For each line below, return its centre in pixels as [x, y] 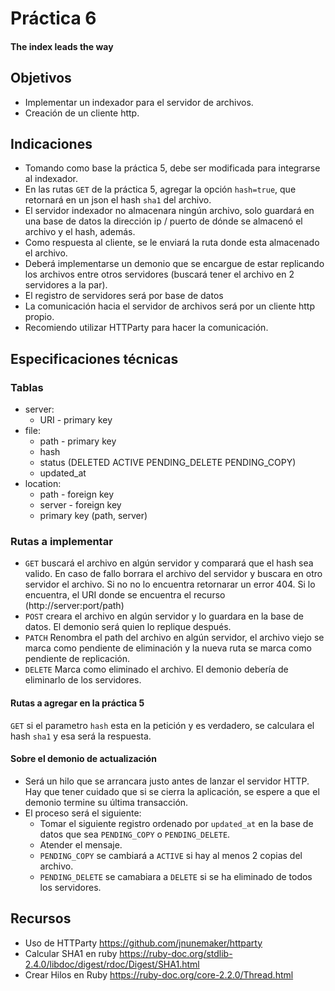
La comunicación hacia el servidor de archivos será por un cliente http [169, 306]
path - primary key [78, 441]
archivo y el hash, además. [80, 232]
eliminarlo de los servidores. [83, 680]
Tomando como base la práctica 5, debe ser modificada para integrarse [172, 168]
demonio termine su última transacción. [106, 802]
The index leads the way [62, 46]
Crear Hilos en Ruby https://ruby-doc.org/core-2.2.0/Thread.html [159, 974]
